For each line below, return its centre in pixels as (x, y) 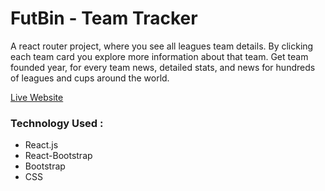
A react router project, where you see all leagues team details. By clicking (162, 46)
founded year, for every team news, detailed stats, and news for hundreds (163, 67)
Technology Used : (57, 123)
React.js (41, 145)
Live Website (37, 97)
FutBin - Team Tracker (104, 18)
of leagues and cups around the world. (90, 78)
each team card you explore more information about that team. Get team (159, 56)
